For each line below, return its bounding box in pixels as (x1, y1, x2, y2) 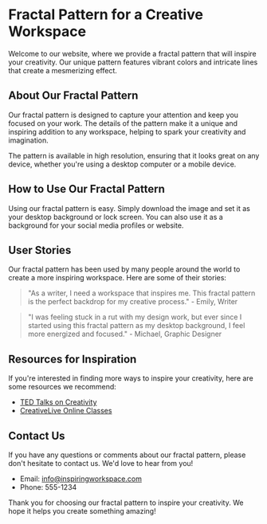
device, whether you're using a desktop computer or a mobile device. (8, 159, 237, 169)
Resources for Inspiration (8, 352, 137, 366)
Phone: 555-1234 (19, 483, 77, 491)
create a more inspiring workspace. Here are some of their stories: (8, 273, 227, 283)
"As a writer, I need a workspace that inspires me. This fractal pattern (27, 288, 256, 298)
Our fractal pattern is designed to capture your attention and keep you (8, 110, 239, 119)
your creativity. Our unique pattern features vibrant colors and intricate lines (8, 57, 258, 67)
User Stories (8, 243, 72, 256)
